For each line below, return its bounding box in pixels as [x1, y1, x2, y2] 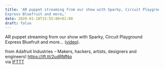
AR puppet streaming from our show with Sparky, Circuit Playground [5, 34, 143, 40]
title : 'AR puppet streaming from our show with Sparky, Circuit [5, 7, 141, 12]
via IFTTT [5, 59, 24, 65]
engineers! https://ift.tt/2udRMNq [5, 54, 72, 60]
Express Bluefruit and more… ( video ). [5, 39, 81, 45]
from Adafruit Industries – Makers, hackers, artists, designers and [5, 49, 137, 54]
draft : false [5, 20, 32, 26]
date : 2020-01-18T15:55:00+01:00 [5, 16, 73, 21]
